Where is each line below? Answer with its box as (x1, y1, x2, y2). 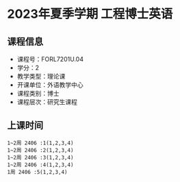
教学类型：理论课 (16, 73, 66, 80)
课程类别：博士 (16, 90, 60, 97)
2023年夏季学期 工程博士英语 (7, 6, 173, 22)
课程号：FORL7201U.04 (16, 55, 84, 63)
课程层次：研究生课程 (16, 98, 77, 106)
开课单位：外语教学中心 (16, 81, 83, 89)
